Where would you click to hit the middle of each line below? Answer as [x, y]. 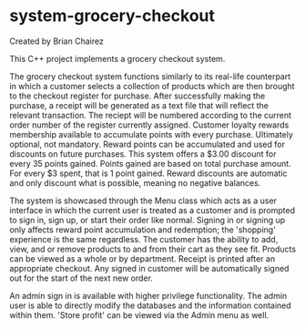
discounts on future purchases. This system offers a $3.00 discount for [143, 154]
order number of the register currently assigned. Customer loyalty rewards [149, 125]
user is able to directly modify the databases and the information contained [150, 305]
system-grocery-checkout [112, 16]
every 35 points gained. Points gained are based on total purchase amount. [150, 163]
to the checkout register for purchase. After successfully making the [137, 96]
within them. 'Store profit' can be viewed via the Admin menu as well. [139, 314]
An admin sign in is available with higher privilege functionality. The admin [148, 295]
